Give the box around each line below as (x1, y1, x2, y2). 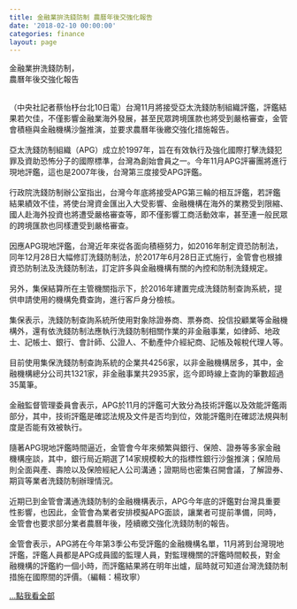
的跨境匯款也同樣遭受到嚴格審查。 (9, 220, 133, 231)
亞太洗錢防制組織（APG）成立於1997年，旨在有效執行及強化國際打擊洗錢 (9, 145, 275, 156)
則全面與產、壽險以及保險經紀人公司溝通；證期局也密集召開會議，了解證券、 (9, 465, 288, 476)
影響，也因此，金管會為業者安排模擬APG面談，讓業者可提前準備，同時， (16, 507, 281, 518)
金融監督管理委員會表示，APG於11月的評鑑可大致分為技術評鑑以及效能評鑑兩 (9, 400, 287, 411)
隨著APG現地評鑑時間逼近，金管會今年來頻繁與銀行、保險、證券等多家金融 (9, 443, 281, 453)
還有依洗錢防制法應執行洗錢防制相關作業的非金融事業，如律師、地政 (32, 326, 280, 337)
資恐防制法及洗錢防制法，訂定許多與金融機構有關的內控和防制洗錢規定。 (9, 263, 272, 274)
